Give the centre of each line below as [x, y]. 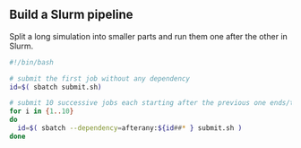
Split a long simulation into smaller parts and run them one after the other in [149, 36]
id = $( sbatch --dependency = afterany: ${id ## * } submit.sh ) [130, 128]
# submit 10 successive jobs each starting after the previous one [138, 103]
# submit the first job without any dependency [100, 78]
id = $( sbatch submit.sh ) [56, 87]
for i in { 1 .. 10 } [42, 111]
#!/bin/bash [31, 62]
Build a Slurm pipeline [71, 15]
